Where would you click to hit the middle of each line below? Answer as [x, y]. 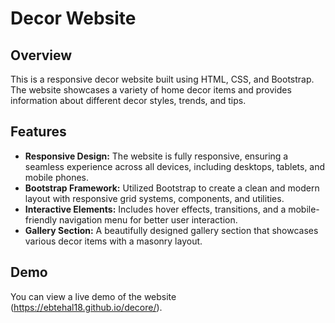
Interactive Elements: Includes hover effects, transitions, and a [155, 209]
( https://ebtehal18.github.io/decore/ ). [86, 307]
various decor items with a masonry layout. [113, 241]
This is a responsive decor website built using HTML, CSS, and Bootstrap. [162, 79]
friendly [41, 219]
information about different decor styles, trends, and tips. [128, 100]
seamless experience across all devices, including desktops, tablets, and [175, 166]
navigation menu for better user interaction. [148, 219]
